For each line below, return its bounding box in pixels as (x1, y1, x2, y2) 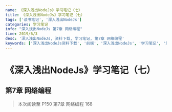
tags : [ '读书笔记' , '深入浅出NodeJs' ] (5, 17, 82, 22)
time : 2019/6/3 (5, 31, 38, 36)
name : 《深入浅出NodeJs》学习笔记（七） (5, 7, 83, 13)
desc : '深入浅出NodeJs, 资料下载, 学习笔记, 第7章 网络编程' (5, 36, 124, 41)
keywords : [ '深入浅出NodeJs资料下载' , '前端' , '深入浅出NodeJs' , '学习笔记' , (5, 41, 161, 46)
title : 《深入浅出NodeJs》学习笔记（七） (5, 12, 85, 17)
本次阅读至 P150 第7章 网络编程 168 (17, 101, 93, 107)
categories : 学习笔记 (5, 21, 49, 27)
